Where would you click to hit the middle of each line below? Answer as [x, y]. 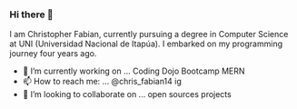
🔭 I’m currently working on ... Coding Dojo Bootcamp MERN [134, 71]
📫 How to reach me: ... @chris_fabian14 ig [102, 82]
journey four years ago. [53, 54]
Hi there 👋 [32, 15]
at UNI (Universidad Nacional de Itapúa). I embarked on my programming [146, 44]
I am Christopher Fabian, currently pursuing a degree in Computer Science [149, 35]
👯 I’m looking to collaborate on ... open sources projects [127, 94]
